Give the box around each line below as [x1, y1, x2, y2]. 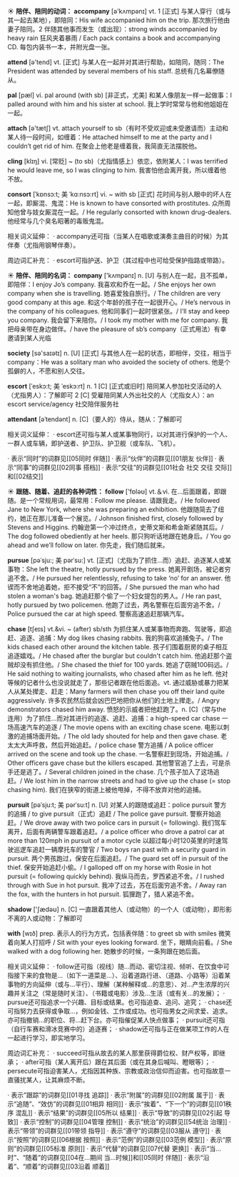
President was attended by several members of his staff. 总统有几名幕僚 [7, 67, 219, 75]
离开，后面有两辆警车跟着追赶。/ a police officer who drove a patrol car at [7, 828, 225, 836]
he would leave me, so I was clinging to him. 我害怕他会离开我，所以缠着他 [7, 166, 227, 174]
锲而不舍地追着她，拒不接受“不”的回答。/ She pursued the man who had [7, 583, 220, 591]
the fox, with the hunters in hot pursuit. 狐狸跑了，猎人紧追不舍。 [7, 890, 198, 898]
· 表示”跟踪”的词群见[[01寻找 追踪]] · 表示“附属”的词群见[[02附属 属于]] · [7, 1091, 218, 1099]
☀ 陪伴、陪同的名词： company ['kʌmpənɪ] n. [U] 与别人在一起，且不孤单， [7, 271, 232, 279]
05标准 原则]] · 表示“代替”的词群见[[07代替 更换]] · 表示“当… [46, 1144, 221, 1153]
